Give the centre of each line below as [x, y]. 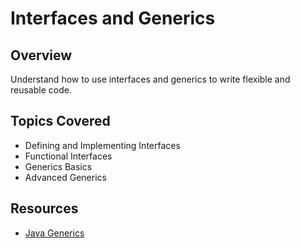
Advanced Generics [65, 177]
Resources [44, 208]
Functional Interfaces [68, 156]
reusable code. [41, 90]
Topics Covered [60, 121]
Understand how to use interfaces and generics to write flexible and [150, 79]
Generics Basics [58, 166]
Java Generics [54, 233]
